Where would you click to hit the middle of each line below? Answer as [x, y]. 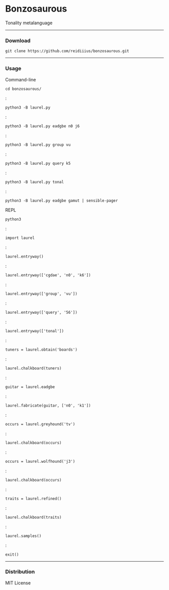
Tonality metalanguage [29, 23]
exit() [12, 554]
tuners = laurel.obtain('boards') [41, 350]
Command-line [21, 79]
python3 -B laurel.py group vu [38, 144]
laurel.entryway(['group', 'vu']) [41, 293]
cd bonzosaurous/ [23, 89]
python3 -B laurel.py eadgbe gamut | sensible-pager [62, 201]
